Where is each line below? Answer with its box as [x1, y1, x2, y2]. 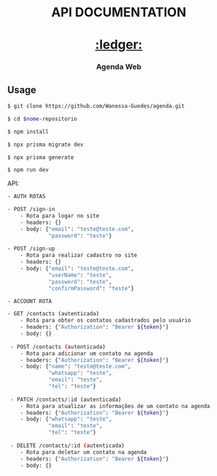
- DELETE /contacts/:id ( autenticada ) [10, 442, 125, 449]
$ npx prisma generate [7, 154, 74, 161]
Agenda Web [95, 62, 141, 72]
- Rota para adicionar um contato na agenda [20, 350, 153, 357]
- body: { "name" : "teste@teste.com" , [20, 363, 131, 370]
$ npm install [7, 128, 49, 135]
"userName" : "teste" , [48, 271, 112, 278]
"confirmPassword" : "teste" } [48, 285, 134, 292]
